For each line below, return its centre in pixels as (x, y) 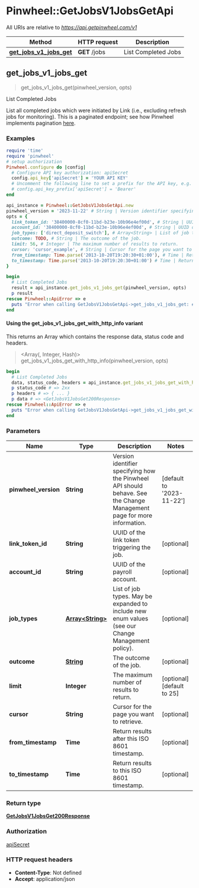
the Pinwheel (131, 478)
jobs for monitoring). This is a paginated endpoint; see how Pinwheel (90, 116)
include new (129, 611)
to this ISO (127, 771)
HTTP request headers (39, 860)
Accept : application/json (45, 879)
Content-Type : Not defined (48, 873)
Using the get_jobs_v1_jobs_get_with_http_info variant (75, 323)
